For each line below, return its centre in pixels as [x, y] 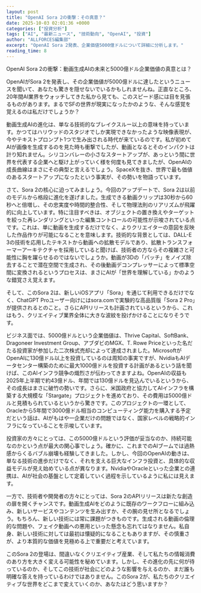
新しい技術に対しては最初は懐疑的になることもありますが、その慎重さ [103, 534]
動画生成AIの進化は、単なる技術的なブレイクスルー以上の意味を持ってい [95, 124]
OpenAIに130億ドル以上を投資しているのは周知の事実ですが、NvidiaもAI [96, 357]
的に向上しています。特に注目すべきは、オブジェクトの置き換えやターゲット [100, 212]
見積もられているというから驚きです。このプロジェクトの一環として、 [103, 403]
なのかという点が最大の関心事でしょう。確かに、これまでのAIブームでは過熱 [100, 446]
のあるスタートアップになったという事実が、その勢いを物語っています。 [95, 177]
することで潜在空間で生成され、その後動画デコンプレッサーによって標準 [100, 264]
